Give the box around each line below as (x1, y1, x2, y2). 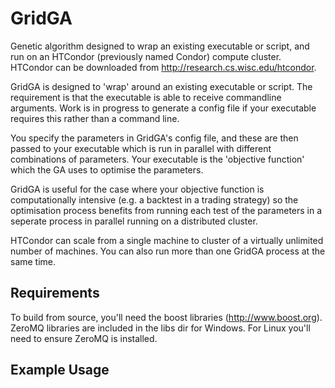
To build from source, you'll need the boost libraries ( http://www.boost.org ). (10, 311, 323, 323)
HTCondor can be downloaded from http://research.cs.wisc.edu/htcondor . (10, 61, 317, 73)
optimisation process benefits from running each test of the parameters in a (10, 204, 323, 216)
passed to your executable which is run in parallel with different (10, 142, 272, 154)
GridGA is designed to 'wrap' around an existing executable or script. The (10, 80, 313, 92)
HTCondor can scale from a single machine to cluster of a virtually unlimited (10, 234, 324, 246)
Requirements (10, 285, 100, 302)
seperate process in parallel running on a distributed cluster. (10, 215, 258, 227)
